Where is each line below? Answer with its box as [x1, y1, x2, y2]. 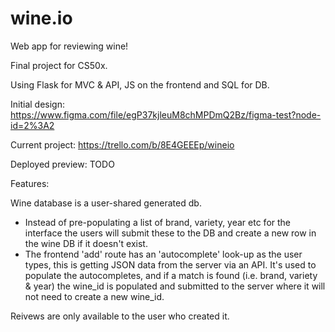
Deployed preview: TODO [10, 158, 115, 170]
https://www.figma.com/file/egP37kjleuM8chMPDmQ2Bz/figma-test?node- [10, 108, 322, 121]
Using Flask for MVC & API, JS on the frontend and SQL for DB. [10, 78, 270, 91]
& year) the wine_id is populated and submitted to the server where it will [24, 280, 326, 292]
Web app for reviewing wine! [10, 40, 129, 52]
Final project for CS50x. [10, 59, 108, 71]
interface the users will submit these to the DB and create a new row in [24, 227, 317, 239]
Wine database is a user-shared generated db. [10, 197, 202, 209]
